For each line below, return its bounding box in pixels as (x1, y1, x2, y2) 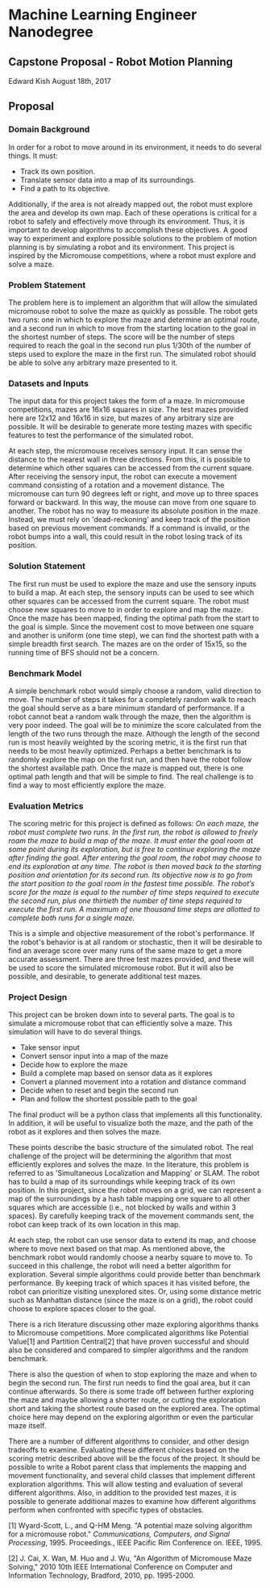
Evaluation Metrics (8, 800, 84, 812)
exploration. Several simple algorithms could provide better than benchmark (8, 1269, 261, 1280)
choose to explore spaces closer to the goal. (8, 1304, 156, 1314)
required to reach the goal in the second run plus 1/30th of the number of (8, 341, 251, 350)
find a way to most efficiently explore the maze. (8, 780, 167, 790)
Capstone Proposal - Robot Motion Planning (8, 55, 234, 69)
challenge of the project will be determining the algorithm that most (8, 1151, 232, 1161)
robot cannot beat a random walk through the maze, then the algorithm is (8, 712, 251, 721)
